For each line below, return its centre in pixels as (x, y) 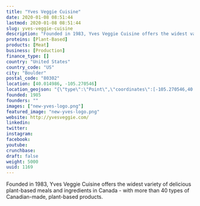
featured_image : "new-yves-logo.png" (53, 112)
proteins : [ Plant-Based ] (37, 39)
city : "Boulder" (26, 73)
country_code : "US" (30, 67)
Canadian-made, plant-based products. (54, 197)
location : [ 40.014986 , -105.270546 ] (51, 84)
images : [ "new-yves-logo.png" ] (45, 106)
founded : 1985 (24, 95)
